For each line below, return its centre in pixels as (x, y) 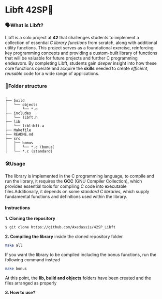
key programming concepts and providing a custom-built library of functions (81, 53)
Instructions (18, 208)
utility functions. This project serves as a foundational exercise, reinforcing (79, 48)
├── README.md (19, 134)
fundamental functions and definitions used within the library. (66, 197)
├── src (13, 138)
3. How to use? (20, 292)
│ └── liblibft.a (25, 126)
